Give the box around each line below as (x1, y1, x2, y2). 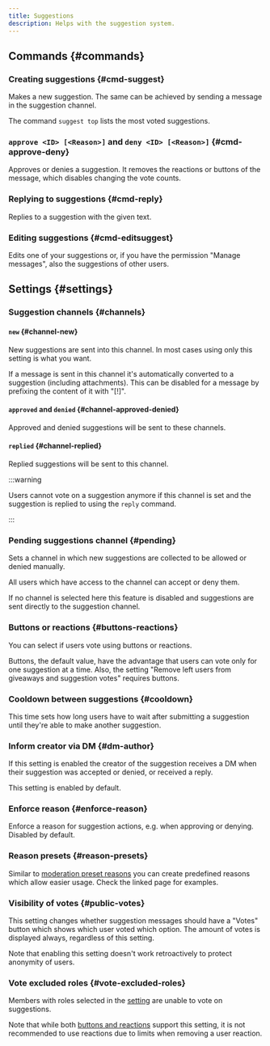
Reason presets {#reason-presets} (8, 850, 149, 862)
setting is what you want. (8, 353, 92, 363)
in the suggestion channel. (8, 100, 97, 110)
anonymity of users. (8, 957, 75, 967)
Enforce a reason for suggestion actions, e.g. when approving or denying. (8, 821, 254, 831)
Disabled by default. (8, 830, 75, 840)
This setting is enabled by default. (8, 783, 121, 793)
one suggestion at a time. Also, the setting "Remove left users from (8, 664, 232, 674)
